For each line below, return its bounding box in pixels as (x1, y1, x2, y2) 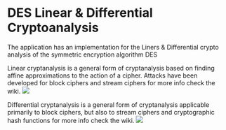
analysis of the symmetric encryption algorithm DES (7, 50, 158, 59)
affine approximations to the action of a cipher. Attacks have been (7, 71, 198, 80)
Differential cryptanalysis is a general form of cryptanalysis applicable (7, 100, 210, 109)
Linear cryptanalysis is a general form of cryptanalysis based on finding (7, 64, 215, 72)
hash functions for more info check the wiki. (7, 116, 135, 124)
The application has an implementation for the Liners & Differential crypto (7, 43, 219, 51)
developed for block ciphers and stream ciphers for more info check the (7, 78, 215, 87)
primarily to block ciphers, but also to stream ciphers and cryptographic (7, 108, 215, 116)
